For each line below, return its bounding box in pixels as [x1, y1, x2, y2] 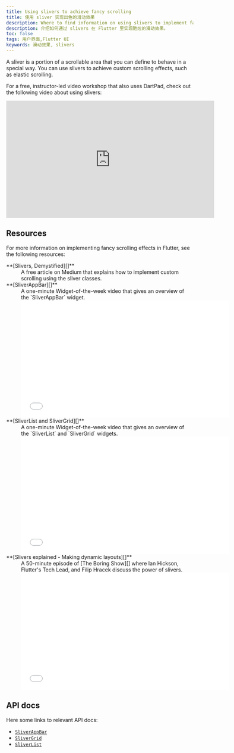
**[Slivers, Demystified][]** [6, 262, 75, 269]
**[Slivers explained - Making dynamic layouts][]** [6, 553, 132, 560]
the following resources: [6, 251, 65, 258]
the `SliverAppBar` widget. [21, 293, 86, 301]
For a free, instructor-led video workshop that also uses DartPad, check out [6, 82, 191, 89]
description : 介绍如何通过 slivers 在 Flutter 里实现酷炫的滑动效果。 [6, 25, 168, 32]
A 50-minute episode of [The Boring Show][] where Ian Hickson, [21, 560, 179, 567]
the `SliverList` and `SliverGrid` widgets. [21, 430, 118, 437]
